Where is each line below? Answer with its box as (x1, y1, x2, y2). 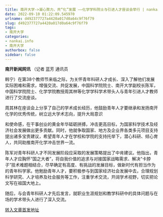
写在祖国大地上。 (9, 180, 44, 186)
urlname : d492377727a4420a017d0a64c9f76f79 (5, 16, 95, 21)
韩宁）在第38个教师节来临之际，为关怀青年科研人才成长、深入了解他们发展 (5, 76, 155, 83)
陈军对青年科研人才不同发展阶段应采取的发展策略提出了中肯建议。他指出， (5, 150, 154, 156)
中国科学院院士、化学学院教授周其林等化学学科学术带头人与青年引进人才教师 (5, 88, 158, 95)
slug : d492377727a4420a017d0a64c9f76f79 (5, 20, 88, 26)
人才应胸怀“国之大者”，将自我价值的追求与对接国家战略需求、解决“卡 (9, 156, 147, 162)
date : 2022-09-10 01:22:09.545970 (5, 12, 75, 17)
